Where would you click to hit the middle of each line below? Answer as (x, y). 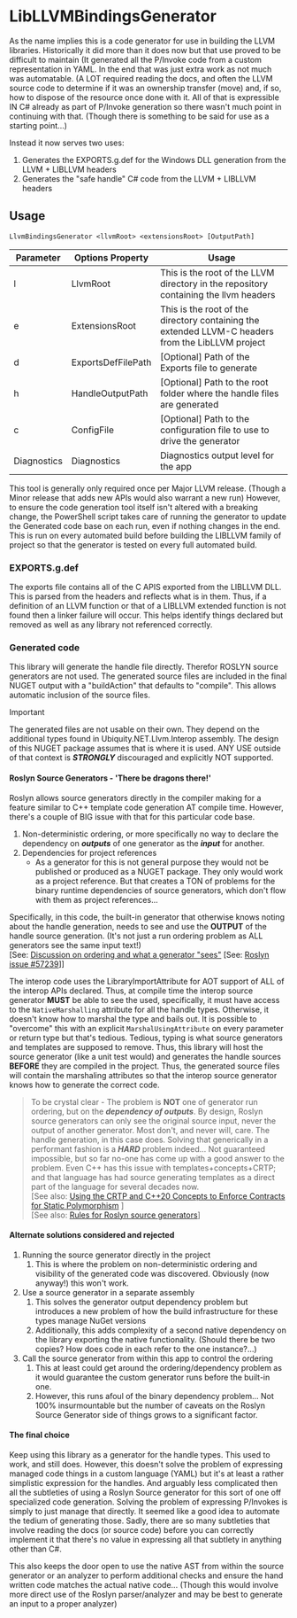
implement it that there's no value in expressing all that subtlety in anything (146, 1539)
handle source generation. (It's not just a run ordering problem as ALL (136, 936)
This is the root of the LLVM (217, 272)
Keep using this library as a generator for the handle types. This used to (140, 1454)
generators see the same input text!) (75, 945)
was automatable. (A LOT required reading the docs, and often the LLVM (141, 78)
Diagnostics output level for (217, 455)
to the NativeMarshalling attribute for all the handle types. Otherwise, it (139, 1009)
